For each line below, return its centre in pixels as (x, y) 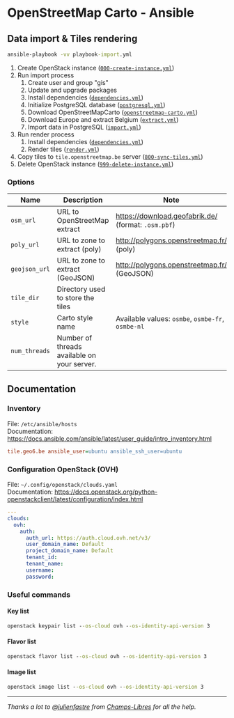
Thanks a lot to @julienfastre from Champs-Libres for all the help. (102, 707)
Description (83, 200)
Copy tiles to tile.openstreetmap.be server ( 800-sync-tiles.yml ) (110, 156)
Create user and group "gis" (68, 82)
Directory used (81, 289)
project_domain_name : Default (69, 551)
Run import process (46, 75)
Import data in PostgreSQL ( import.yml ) (84, 127)
